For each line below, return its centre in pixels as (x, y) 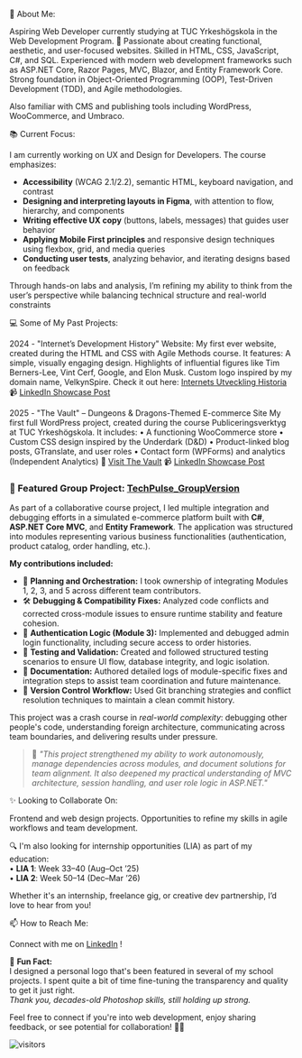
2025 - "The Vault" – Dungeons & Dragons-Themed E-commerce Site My (145, 413)
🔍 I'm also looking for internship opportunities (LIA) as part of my (131, 846)
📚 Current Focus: (42, 134)
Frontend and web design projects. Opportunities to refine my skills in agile (149, 819)
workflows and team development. (73, 828)
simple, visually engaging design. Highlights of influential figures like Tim (145, 363)
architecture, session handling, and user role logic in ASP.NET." (149, 783)
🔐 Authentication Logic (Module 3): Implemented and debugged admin (156, 633)
